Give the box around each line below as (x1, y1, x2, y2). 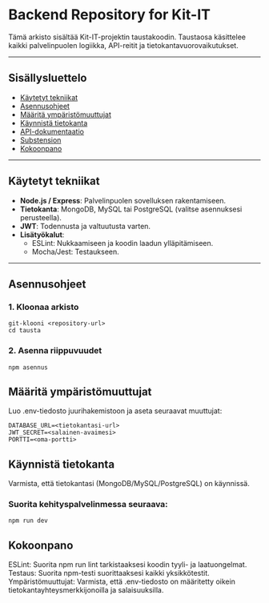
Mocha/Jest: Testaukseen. (31, 247, 120, 256)
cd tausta (8, 327, 42, 335)
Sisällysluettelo (8, 71, 87, 85)
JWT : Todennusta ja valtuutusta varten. (19, 221, 151, 231)
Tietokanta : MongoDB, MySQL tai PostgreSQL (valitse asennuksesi (19, 204, 243, 214)
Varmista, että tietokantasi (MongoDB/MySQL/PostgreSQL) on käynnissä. (8, 479, 250, 488)
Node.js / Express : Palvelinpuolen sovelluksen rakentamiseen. (19, 195, 227, 205)
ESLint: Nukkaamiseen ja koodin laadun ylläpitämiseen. (31, 238, 214, 247)
